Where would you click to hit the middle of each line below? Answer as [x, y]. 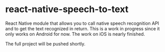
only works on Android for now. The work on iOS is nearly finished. [75, 34]
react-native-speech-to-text [67, 9]
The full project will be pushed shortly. [45, 43]
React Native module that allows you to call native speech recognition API [82, 23]
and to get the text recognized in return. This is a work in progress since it [82, 28]
